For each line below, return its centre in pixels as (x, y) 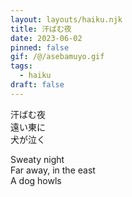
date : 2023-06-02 (46, 38)
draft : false (37, 85)
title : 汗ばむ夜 (41, 29)
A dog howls (36, 180)
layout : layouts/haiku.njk (66, 19)
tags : (21, 66)
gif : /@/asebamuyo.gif (57, 57)
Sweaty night (37, 159)
